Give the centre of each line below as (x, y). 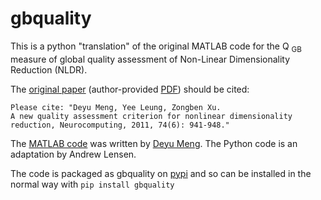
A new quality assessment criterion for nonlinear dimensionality (151, 116)
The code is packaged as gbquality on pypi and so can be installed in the (161, 173)
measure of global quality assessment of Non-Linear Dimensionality (150, 59)
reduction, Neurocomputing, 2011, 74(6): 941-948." (120, 125)
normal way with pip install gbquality (92, 184)
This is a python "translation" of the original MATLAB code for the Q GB (156, 47)
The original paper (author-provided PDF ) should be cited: (130, 89)
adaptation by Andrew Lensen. (73, 154)
